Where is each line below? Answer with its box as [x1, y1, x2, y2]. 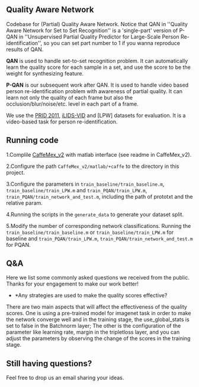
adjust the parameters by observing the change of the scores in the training [6, 335, 191, 342]
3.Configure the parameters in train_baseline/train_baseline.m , [6, 180, 165, 188]
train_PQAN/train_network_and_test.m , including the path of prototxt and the [6, 193, 193, 200]
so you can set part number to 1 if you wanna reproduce [43, 39, 181, 46]
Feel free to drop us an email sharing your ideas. [6, 374, 124, 382]
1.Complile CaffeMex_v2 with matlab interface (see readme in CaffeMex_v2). [6, 151, 192, 158]
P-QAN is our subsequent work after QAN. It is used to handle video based [6, 81, 189, 88]
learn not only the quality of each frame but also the [6, 94, 133, 101]
